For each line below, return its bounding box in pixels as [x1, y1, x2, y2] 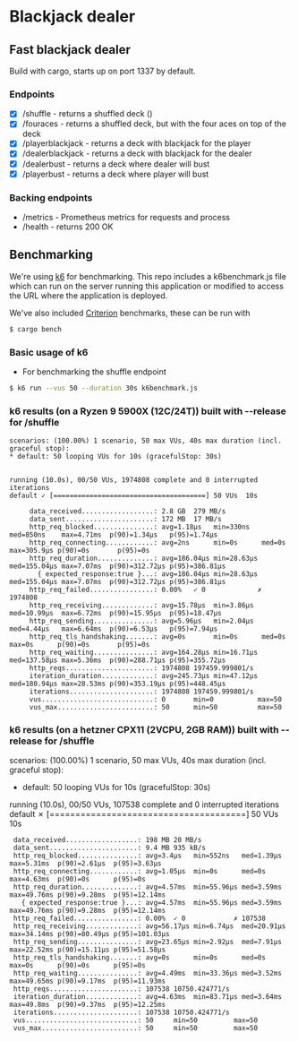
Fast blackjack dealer [9, 42, 132, 57]
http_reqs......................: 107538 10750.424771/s [13, 985, 230, 994]
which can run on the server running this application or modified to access [9, 280, 285, 291]
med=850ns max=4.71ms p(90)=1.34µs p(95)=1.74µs [9, 530, 218, 539]
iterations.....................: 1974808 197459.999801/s [29, 687, 254, 696]
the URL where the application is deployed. [9, 289, 168, 301]
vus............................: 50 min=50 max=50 [13, 1016, 258, 1025]
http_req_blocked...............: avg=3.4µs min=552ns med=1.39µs [13, 851, 282, 861]
